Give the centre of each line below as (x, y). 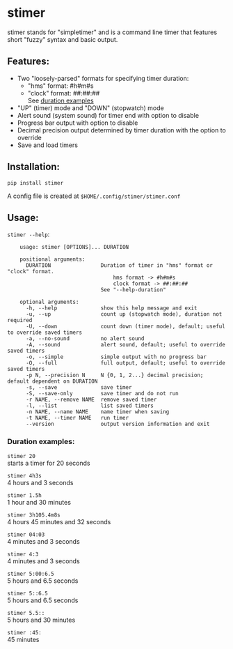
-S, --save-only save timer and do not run (102, 394)
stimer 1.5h (24, 495)
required (20, 321)
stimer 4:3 (23, 554)
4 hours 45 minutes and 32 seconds (59, 521)
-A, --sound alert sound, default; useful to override (126, 345)
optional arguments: (49, 302)
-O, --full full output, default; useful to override (126, 363)
